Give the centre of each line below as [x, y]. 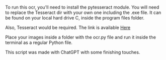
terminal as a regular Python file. [39, 42]
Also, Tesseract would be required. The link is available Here [68, 27]
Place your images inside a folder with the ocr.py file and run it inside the [80, 37]
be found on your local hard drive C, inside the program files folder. [75, 18]
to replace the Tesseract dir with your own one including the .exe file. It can [83, 12]
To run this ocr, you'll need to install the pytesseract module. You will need [82, 7]
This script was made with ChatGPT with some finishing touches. [73, 52]
